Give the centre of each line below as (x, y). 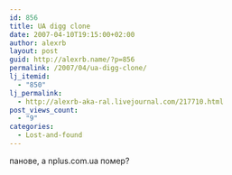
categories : (32, 127)
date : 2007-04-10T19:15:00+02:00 (72, 34)
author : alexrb (38, 43)
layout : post (34, 51)
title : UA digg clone (50, 26)
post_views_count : (44, 110)
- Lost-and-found (50, 135)
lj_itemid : (30, 77)
